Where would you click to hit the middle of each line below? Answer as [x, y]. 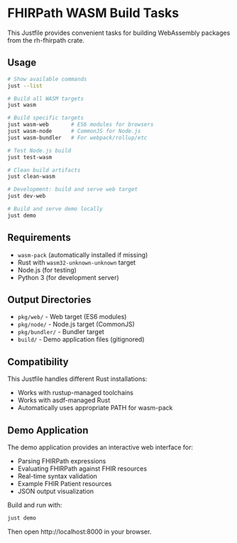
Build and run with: [35, 505]
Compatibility [38, 361]
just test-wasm [30, 157]
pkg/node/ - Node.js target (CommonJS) [76, 324]
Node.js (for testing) [47, 270]
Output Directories [49, 300]
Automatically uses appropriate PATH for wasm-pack [95, 408]
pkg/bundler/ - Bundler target [61, 332]
